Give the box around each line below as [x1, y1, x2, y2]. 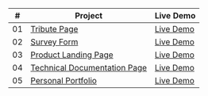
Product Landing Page [30, 49, 114, 60]
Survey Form [30, 36, 79, 47]
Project [75, 10, 103, 21]
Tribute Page [30, 24, 79, 34]
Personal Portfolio [30, 75, 98, 86]
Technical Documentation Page [30, 63, 148, 73]
